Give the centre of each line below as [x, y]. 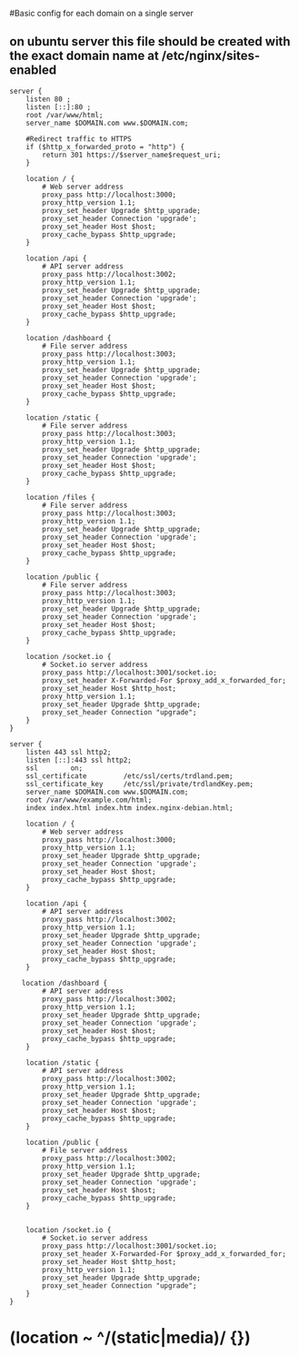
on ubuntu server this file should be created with [150, 41]
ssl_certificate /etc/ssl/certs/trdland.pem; [130, 776]
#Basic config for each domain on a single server [101, 13]
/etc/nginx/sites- [211, 56]
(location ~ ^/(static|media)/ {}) [130, 1338]
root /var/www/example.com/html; [89, 800]
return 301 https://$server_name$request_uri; [132, 155]
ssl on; [55, 768]
